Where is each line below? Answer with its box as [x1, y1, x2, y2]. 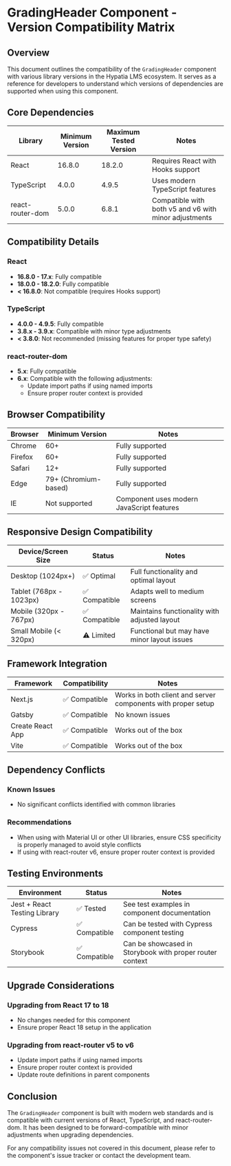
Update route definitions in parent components [16, 1070, 150, 1079]
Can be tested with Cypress [122, 919, 213, 929]
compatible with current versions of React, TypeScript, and [7, 1116, 174, 1125]
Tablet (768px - [10, 586, 63, 596]
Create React [10, 720, 53, 730]
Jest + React [10, 899, 52, 909]
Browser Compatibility [7, 409, 105, 421]
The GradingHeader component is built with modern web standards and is [7, 1109, 214, 1117]
